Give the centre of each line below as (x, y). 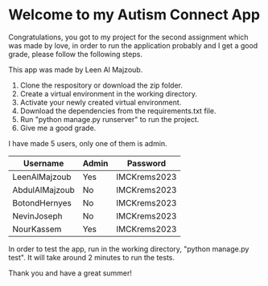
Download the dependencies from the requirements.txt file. (118, 111)
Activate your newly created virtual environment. (101, 102)
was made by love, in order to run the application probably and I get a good (133, 45)
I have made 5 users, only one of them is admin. (88, 143)
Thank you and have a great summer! (70, 273)
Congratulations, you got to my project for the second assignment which (128, 37)
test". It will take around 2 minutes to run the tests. (92, 257)
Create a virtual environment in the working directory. (109, 93)
